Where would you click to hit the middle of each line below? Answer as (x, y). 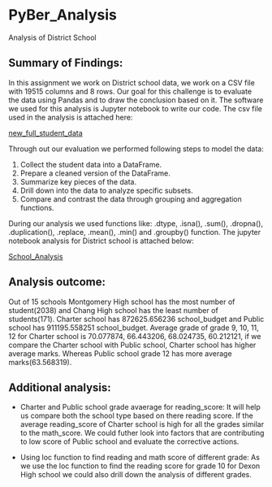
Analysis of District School (52, 37)
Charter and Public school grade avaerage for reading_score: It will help (140, 407)
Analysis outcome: (57, 282)
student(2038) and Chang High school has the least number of (114, 310)
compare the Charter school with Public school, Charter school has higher (132, 345)
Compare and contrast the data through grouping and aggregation (131, 199)
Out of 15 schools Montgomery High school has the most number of (122, 302)
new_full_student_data (45, 133)
